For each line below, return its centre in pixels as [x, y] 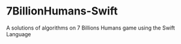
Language [19, 34]
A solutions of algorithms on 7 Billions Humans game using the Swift [91, 28]
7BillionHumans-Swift [62, 11]
